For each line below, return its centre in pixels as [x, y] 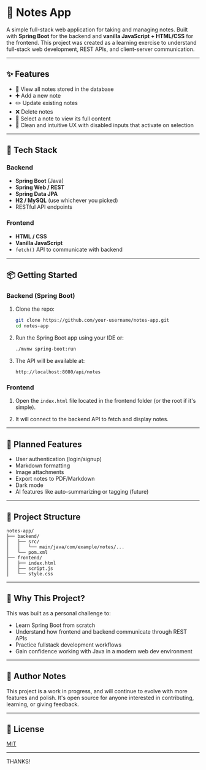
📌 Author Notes [36, 676]
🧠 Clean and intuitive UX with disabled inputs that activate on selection [105, 125]
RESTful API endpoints [44, 207]
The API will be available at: [50, 361]
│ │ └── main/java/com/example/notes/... [65, 547]
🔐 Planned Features [44, 444]
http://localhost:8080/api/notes [58, 372]
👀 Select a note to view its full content [63, 119]
